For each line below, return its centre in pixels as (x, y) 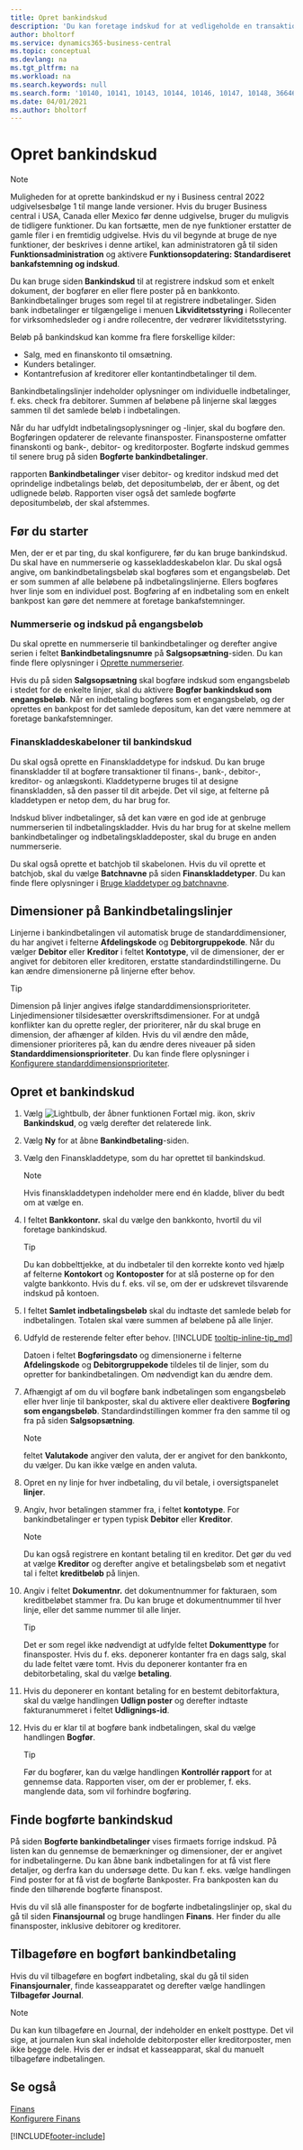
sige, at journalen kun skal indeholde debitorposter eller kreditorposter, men (151, 2039)
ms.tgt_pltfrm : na (45, 69)
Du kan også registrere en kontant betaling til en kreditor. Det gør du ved (157, 1554)
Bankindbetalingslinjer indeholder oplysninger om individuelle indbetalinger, (151, 391)
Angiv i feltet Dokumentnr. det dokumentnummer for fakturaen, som (150, 1591)
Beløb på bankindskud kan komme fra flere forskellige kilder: (123, 337)
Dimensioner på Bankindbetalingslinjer (121, 911)
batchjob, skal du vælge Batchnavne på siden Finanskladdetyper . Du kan (148, 873)
